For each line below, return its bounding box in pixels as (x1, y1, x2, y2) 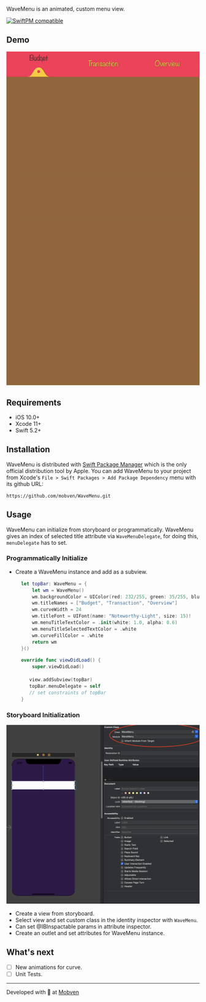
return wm (31, 639, 57, 645)
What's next (6, 947, 54, 958)
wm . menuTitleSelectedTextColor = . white (31, 626, 137, 632)
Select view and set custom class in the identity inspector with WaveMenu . (15, 917, 198, 923)
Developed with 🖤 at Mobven (6, 988, 80, 996)
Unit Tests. (15, 970, 43, 977)
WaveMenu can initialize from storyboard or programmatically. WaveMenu (6, 526, 194, 533)
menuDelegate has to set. (6, 539, 67, 546)
